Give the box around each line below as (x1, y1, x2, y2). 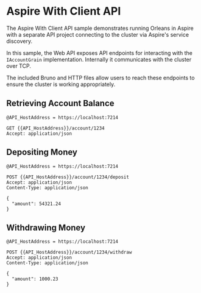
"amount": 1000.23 (12, 276, 59, 282)
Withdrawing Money (6, 222, 86, 233)
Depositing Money (6, 147, 78, 157)
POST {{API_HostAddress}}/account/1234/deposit (6, 174, 130, 180)
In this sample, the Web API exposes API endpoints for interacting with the (6, 49, 193, 56)
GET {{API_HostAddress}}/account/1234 (6, 125, 105, 131)
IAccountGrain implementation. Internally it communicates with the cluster (6, 56, 192, 63)
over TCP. (6, 62, 32, 70)
